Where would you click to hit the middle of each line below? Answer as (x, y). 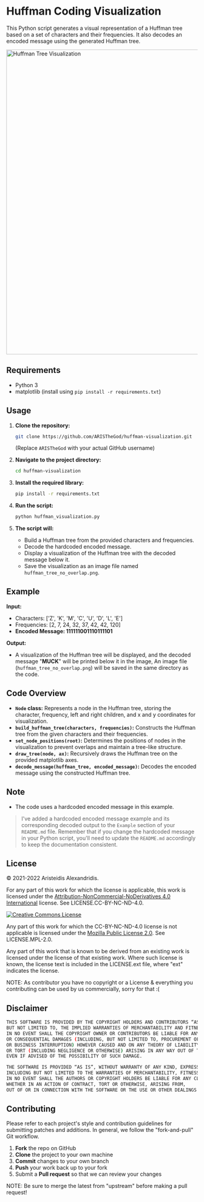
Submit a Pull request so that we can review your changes (88, 1174)
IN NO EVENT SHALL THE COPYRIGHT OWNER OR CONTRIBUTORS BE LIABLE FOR (97, 1033)
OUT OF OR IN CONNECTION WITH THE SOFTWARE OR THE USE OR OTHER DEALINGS (102, 1090)
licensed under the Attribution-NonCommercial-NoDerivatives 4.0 (89, 897)
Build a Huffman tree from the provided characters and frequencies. (109, 540)
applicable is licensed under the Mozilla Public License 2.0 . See (86, 933)
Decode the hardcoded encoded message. (78, 547)
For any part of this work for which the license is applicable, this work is (96, 890)
